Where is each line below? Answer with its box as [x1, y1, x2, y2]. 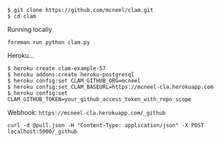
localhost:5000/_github [7, 128, 78, 135]
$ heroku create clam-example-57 [7, 65, 106, 72]
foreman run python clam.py [7, 39, 91, 46]
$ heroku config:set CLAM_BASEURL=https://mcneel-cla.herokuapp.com [7, 83, 214, 90]
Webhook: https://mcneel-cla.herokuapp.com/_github [7, 108, 166, 117]
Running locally [7, 25, 52, 33]
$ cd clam [7, 13, 37, 20]
